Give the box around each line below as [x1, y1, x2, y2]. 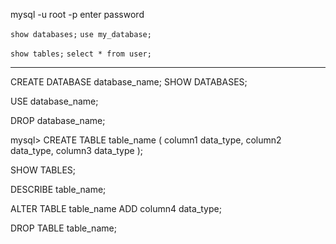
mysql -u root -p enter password [10, 9, 145, 20]
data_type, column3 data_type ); [10, 145, 143, 156]
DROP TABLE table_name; [10, 222, 117, 234]
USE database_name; [10, 95, 99, 107]
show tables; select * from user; [10, 49, 152, 59]
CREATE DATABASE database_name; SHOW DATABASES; [10, 76, 248, 88]
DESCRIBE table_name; [10, 184, 107, 195]
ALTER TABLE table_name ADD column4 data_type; [10, 203, 222, 214]
